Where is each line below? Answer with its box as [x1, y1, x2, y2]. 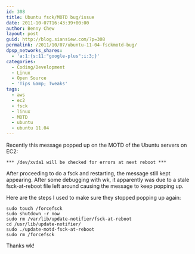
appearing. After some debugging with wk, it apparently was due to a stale [6, 176, 190, 183]
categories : [6, 58, 36, 64]
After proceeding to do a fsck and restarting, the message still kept [6, 170, 171, 176]
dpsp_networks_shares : [6, 48, 63, 54]
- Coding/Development [11, 64, 66, 70]
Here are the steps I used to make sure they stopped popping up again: [6, 194, 181, 201]
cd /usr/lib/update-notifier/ [6, 221, 82, 227]
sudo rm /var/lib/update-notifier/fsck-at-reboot [6, 216, 132, 222]
